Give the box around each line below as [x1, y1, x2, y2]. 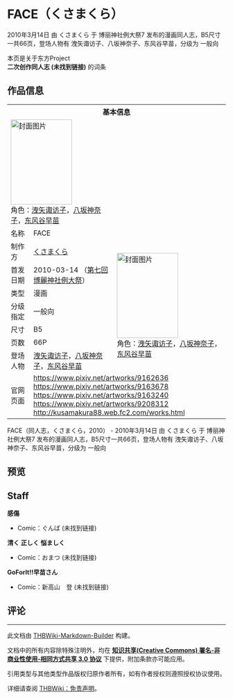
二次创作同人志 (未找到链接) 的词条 [7, 62, 106, 71]
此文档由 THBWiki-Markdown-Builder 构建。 [7, 631, 134, 639]
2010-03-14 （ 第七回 [33, 265, 109, 275]
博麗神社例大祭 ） [33, 275, 89, 285]
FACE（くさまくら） [7, 6, 123, 22]
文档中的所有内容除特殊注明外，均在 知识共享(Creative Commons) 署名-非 [7, 646, 221, 654]
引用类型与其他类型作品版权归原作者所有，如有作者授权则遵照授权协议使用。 [7, 669, 226, 678]
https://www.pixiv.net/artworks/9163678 [33, 381, 169, 391]
